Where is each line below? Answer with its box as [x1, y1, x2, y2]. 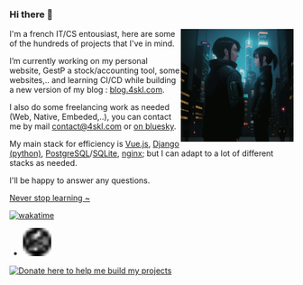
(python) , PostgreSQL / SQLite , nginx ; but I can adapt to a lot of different [9, 148, 274, 159]
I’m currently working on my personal [9, 56, 149, 67]
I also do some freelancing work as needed [9, 102, 170, 113]
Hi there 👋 [9, 8, 54, 21]
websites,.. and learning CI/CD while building [9, 75, 177, 86]
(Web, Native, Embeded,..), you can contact [9, 112, 172, 123]
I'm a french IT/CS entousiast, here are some [9, 29, 176, 40]
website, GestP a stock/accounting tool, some [9, 65, 180, 76]
